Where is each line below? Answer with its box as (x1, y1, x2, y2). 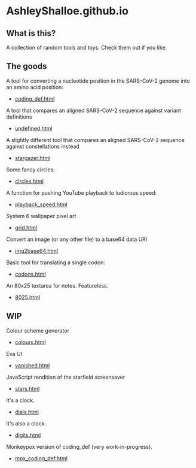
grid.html (14, 224, 38, 231)
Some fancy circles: (6, 166, 55, 173)
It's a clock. (6, 397, 35, 404)
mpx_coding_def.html (14, 454, 68, 462)
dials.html (14, 408, 39, 415)
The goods (6, 61, 47, 71)
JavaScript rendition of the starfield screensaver (6, 373, 125, 381)
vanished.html (14, 361, 50, 369)
